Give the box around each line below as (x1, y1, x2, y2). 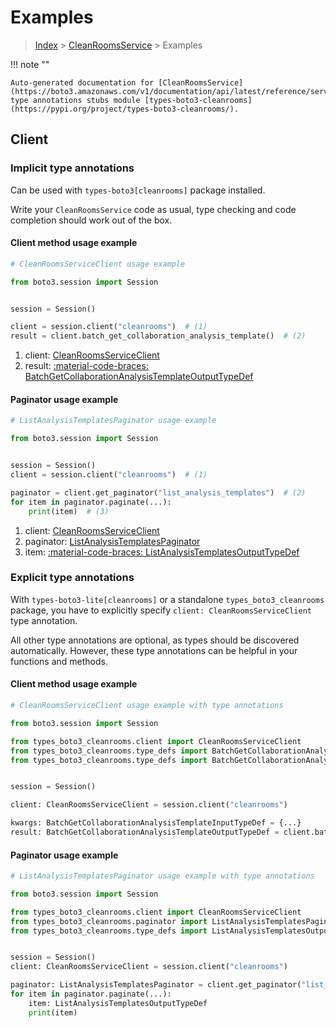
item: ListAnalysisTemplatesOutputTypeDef (28, 998, 208, 1008)
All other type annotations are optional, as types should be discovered (10, 634, 300, 646)
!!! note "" (10, 58, 50, 70)
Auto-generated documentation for (10, 77, 155, 88)
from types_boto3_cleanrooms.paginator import (10, 916, 208, 926)
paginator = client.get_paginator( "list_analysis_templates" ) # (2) (10, 487, 307, 498)
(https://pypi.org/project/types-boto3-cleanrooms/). (10, 104, 240, 114)
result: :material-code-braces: (24, 360, 149, 372)
